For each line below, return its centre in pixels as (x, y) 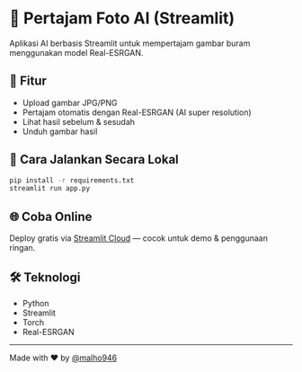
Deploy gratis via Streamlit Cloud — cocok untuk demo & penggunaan (138, 238)
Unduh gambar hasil (60, 131)
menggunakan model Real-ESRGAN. (76, 52)
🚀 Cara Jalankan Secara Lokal (94, 159)
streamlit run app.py (50, 189)
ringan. (22, 248)
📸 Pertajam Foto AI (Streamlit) (122, 18)
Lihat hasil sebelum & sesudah (79, 121)
